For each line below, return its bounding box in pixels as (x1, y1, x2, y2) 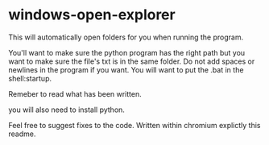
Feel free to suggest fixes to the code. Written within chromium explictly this (8, 120, 261, 130)
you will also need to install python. (8, 105, 125, 114)
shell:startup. (8, 73, 52, 83)
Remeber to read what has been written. (8, 89, 143, 98)
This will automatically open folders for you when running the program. (8, 32, 244, 42)
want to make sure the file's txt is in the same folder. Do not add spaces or (8, 56, 255, 66)
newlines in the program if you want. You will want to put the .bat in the (8, 64, 244, 74)
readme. (8, 129, 36, 139)
